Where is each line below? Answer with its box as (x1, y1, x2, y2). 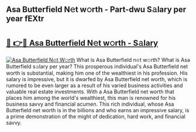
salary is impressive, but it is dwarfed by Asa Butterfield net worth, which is (6, 76, 188, 82)
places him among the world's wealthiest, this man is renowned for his (6, 95, 176, 101)
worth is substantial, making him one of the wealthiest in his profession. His (6, 70, 188, 77)
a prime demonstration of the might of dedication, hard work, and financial (6, 113, 185, 120)
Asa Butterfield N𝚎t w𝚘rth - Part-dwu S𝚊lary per (6, 5, 187, 15)
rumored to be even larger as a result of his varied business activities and (6, 82, 183, 89)
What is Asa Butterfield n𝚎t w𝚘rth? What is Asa (76, 57, 190, 63)
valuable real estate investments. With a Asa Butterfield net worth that (6, 88, 174, 95)
